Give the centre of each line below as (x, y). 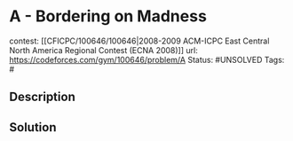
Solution (33, 127)
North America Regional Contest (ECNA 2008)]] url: (103, 50)
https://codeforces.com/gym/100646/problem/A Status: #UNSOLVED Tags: (147, 59)
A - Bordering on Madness (108, 16)
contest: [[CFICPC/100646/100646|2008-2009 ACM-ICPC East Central (139, 41)
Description (42, 97)
